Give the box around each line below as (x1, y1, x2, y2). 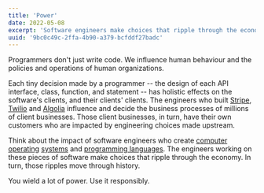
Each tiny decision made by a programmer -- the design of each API (8, 79, 229, 88)
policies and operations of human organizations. (8, 64, 165, 73)
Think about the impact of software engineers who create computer (8, 135, 228, 146)
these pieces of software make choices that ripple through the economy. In (8, 153, 251, 162)
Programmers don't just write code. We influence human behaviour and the (8, 55, 252, 65)
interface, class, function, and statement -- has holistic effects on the (8, 87, 233, 97)
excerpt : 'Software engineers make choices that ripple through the (8, 26, 237, 34)
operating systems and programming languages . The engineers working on (8, 144, 252, 154)
